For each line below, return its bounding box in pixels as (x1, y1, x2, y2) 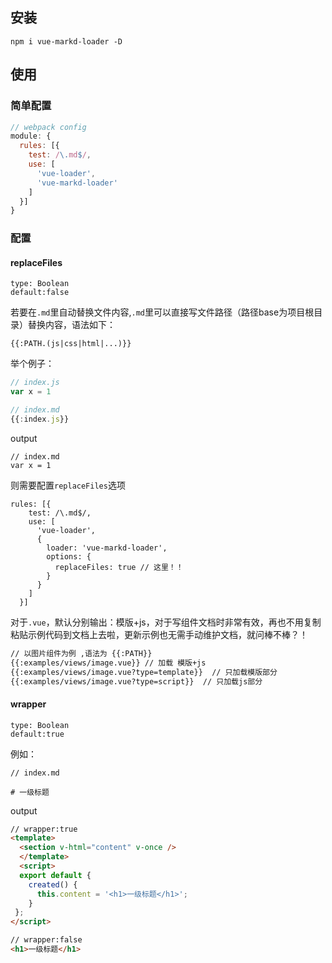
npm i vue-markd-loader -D (10, 36, 123, 47)
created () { (28, 879, 78, 890)
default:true (10, 729, 65, 739)
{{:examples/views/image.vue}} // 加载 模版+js (10, 658, 207, 668)
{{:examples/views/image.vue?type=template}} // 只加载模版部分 (10, 667, 278, 677)
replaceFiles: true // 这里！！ (54, 562, 184, 572)
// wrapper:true (10, 824, 78, 834)
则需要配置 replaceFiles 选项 (10, 479, 126, 491)
